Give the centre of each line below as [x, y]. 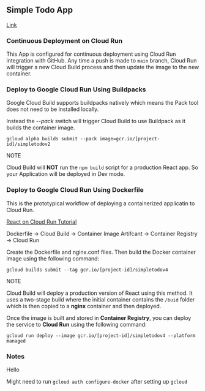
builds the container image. [41, 127]
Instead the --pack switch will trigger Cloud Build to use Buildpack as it [96, 121]
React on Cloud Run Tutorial [42, 222]
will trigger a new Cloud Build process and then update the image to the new [103, 67]
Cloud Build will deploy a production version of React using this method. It [99, 293]
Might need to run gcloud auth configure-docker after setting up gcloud [97, 382]
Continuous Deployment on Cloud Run [65, 40]
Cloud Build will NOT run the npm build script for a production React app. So [102, 167]
